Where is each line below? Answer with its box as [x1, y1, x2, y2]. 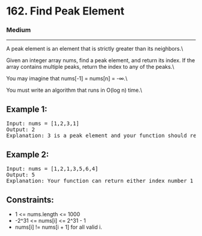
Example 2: [6, 149, 49, 159]
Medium [6, 26, 31, 34]
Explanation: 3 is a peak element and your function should [6, 132, 188, 139]
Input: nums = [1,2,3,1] [6, 120, 79, 127]
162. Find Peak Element [6, 4, 124, 18]
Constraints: [6, 194, 54, 205]
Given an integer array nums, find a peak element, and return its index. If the [6, 57, 195, 64]
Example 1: [6, 104, 47, 114]
